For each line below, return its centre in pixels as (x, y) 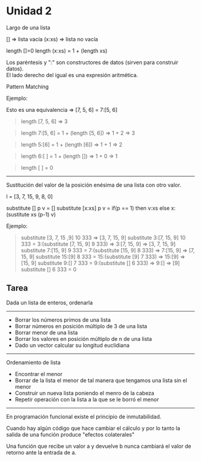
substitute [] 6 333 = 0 (48, 269)
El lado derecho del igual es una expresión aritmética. (72, 75)
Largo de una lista (28, 28)
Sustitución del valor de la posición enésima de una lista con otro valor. (94, 185)
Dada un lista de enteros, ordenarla (49, 303)
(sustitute (18, 214)
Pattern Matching (28, 86)
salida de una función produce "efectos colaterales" (70, 434)
